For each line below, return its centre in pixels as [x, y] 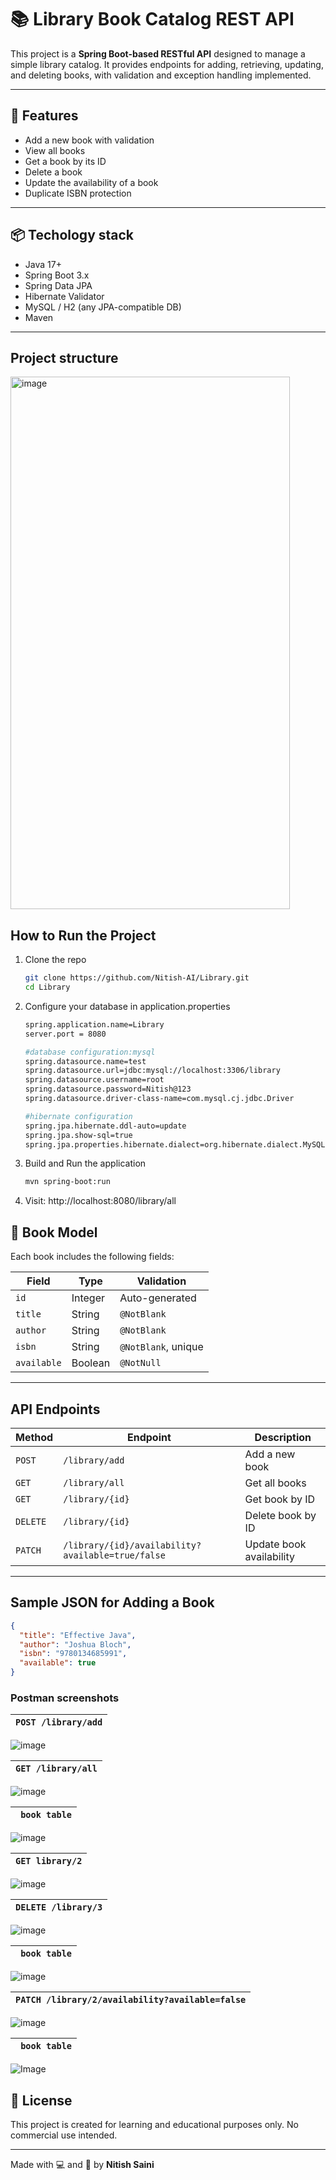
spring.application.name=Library [94, 1024]
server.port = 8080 [65, 1034]
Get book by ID [280, 1499]
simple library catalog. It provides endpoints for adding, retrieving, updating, [167, 64]
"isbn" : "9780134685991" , [73, 1654]
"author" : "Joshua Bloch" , [75, 1644]
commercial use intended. [64, 2135]
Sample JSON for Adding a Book [112, 1602]
